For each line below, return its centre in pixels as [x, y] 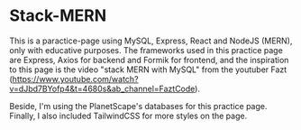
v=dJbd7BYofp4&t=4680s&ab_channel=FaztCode [102, 88]
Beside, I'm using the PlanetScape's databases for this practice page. [138, 106]
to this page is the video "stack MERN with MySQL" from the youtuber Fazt [148, 70]
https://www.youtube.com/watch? [75, 79]
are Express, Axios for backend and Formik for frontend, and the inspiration [149, 60]
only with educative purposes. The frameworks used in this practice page [146, 50]
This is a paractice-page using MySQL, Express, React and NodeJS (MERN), [151, 41]
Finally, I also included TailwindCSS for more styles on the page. [128, 116]
